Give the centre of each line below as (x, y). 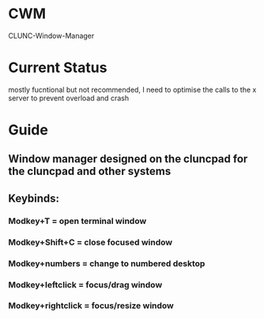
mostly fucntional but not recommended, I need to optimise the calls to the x (132, 89)
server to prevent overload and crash (68, 98)
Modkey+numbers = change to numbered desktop (107, 264)
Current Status (58, 68)
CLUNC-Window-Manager (51, 36)
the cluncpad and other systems (90, 171)
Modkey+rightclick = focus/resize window (91, 306)
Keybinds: (34, 198)
